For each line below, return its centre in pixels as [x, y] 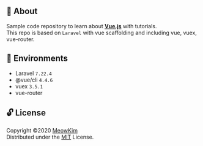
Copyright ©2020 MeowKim [42, 131]
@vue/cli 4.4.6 [34, 80]
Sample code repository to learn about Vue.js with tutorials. [82, 26]
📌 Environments [37, 59]
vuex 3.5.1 [29, 86]
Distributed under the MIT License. [50, 137]
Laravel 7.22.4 [33, 73]
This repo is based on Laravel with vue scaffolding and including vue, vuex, [102, 33]
